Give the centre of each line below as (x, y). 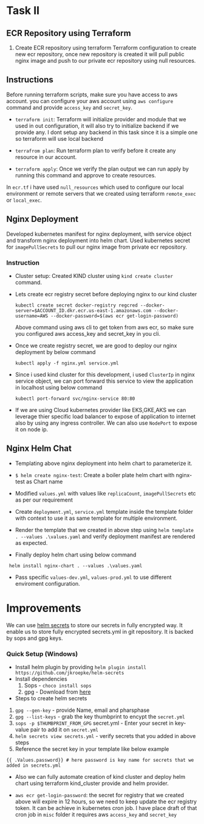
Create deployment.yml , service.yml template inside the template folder (104, 511)
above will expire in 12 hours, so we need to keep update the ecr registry (106, 801)
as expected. (31, 542)
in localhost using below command (59, 387)
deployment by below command (55, 352)
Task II (23, 11)
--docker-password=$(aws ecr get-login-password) (115, 316)
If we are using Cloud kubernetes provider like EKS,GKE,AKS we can (100, 410)
